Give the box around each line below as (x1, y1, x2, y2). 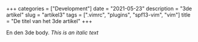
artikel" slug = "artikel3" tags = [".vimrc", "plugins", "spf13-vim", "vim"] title (6, 11, 191, 18)
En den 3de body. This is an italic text (6, 29, 99, 36)
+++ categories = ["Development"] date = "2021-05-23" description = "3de (6, 5, 193, 12)
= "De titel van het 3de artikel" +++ (6, 18, 92, 24)
